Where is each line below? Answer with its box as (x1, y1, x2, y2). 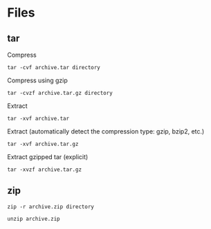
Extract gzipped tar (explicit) (7, 153, 89, 161)
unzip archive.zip (7, 215, 60, 222)
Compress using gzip (7, 76, 68, 84)
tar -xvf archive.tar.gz (7, 140, 79, 147)
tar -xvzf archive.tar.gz (7, 166, 82, 173)
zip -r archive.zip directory (7, 203, 95, 210)
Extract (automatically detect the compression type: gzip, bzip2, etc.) (7, 127, 205, 136)
